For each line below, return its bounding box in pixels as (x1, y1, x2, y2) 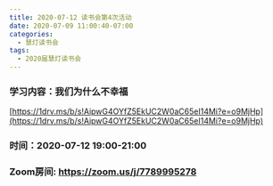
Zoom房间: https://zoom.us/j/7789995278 (9, 166, 197, 178)
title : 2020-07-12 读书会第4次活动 (9, 12, 132, 22)
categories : (9, 29, 54, 38)
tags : (9, 46, 29, 55)
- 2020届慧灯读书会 (17, 54, 82, 63)
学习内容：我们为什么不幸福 (9, 85, 128, 98)
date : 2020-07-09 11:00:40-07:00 (9, 21, 134, 30)
